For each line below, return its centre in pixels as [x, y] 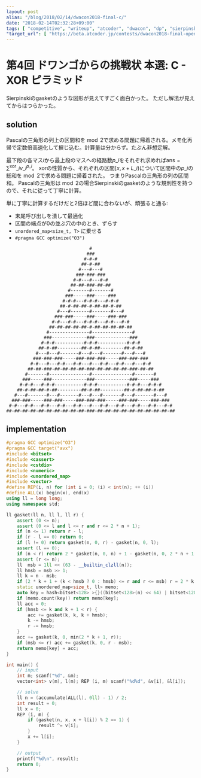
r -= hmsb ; [41, 626]
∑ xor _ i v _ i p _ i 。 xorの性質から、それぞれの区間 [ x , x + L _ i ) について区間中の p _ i [97, 167]
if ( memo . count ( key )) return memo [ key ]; [68, 598]
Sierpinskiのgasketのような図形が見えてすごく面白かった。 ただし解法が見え [100, 98]
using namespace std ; [33, 504]
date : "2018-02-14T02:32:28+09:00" [51, 23]
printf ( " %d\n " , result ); [48, 759]
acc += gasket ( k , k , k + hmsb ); [68, 615]
